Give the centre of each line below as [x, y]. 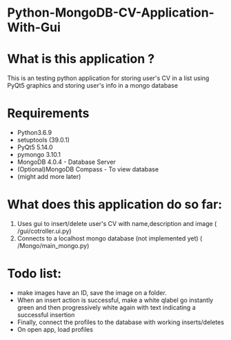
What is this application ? [81, 59]
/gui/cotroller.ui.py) [44, 231]
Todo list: [34, 274]
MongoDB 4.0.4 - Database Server [66, 162]
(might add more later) [49, 177]
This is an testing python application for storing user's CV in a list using [108, 78]
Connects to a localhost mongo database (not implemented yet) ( [110, 238]
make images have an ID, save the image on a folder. [92, 292]
